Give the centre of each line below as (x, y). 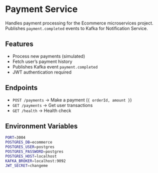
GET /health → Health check (42, 110)
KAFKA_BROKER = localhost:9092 (35, 161)
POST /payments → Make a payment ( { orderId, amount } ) (72, 100)
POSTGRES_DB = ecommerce (29, 142)
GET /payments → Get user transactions (52, 105)
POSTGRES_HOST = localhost (31, 156)
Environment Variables (41, 126)
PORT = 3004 (15, 138)
